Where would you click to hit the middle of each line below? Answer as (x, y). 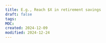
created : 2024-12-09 (27, 28)
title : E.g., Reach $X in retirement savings (53, 10)
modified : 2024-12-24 (28, 33)
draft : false (19, 14)
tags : (11, 19)
